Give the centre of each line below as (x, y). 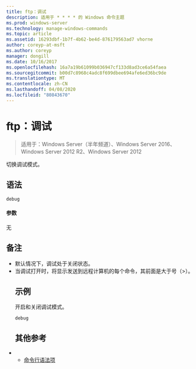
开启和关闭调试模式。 (41, 307)
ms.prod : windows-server (37, 23)
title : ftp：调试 (26, 12)
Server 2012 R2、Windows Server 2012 (93, 151)
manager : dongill (28, 56)
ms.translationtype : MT (36, 78)
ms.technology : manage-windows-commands (57, 28)
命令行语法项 (39, 360)
